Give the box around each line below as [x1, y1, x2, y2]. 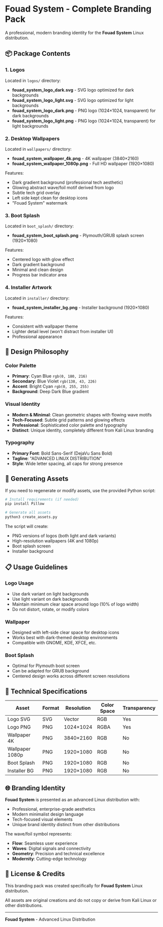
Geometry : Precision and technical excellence [12, 851, 105, 857]
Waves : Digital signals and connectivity [12, 846, 91, 851]
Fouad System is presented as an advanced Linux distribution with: [5, 797, 140, 803]
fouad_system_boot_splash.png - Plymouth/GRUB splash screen [12, 233, 144, 239]
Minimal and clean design [12, 267, 64, 272]
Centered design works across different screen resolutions [12, 673, 130, 679]
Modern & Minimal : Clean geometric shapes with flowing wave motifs [12, 412, 152, 417]
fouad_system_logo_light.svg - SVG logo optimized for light [12, 97, 134, 103]
